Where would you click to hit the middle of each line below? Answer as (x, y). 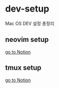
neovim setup (27, 40)
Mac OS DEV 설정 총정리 (30, 23)
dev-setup (27, 9)
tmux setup (23, 68)
